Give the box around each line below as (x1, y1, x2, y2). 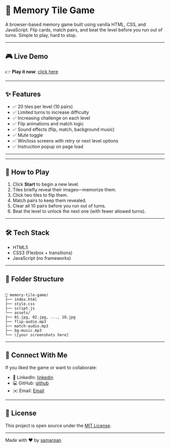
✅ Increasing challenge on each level (12, 115, 90, 121)
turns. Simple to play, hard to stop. (5, 32, 77, 38)
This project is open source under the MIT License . (5, 422, 112, 428)
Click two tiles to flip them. (12, 192, 68, 198)
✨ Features (5, 90, 41, 98)
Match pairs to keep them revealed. (12, 197, 87, 203)
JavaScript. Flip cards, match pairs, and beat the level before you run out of (5, 26, 163, 32)
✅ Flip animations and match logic (12, 120, 84, 126)
